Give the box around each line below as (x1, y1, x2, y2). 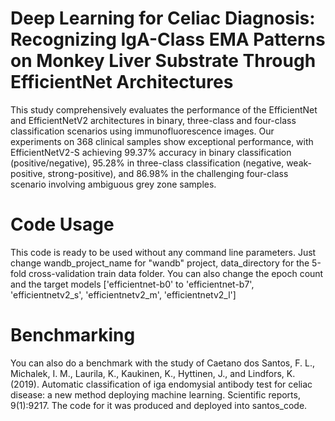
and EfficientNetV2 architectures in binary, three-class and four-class (10, 114, 297, 126)
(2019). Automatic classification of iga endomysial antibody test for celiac (10, 378, 313, 390)
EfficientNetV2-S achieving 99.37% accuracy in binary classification (10, 146, 292, 158)
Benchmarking (10, 324, 136, 347)
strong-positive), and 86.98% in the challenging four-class (47, 167, 289, 179)
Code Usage (10, 213, 115, 236)
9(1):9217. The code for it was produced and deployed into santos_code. (10, 399, 308, 411)
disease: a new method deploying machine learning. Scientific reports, (10, 388, 301, 401)
